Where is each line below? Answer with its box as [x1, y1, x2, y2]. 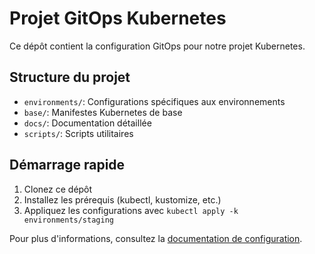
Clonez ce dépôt [23, 183, 93, 195]
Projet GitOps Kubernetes [9, 7, 227, 30]
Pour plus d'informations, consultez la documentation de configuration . [9, 232, 303, 244]
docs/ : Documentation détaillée [23, 117, 152, 129]
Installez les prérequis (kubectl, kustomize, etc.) [23, 193, 222, 206]
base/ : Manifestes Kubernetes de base [23, 106, 183, 118]
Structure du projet [9, 69, 131, 86]
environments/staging [23, 215, 114, 225]
